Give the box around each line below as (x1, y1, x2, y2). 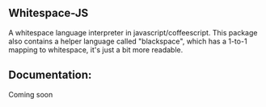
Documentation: (8, 68, 92, 82)
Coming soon (8, 89, 53, 99)
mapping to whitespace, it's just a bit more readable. (8, 44, 184, 55)
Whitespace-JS (8, 6, 89, 20)
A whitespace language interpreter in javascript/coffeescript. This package (8, 27, 258, 37)
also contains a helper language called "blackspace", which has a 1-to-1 (8, 36, 248, 46)
